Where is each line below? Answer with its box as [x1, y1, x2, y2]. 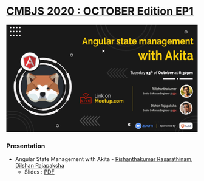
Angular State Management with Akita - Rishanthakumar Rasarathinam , [15, 155, 193, 163]
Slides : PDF [24, 168, 55, 176]
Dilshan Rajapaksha [15, 162, 65, 169]
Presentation [6, 142, 46, 150]
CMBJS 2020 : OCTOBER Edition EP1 [6, 4, 194, 18]
